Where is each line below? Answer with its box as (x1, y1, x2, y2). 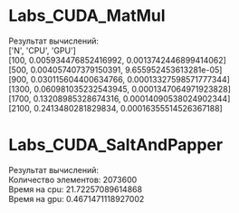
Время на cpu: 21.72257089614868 (8, 183, 142, 195)
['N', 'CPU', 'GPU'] (8, 44, 76, 55)
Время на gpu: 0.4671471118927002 (8, 193, 145, 204)
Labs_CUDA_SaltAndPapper (8, 135, 224, 155)
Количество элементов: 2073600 (8, 174, 138, 185)
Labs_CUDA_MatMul (8, 5, 166, 26)
